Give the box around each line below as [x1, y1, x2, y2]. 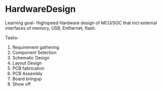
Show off [12, 81, 31, 87]
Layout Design [12, 60, 42, 66]
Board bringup [12, 76, 42, 82]
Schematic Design [12, 54, 50, 60]
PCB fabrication [12, 65, 44, 71]
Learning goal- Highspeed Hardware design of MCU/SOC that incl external [5, 20, 157, 26]
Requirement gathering [12, 44, 59, 50]
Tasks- [5, 35, 19, 41]
